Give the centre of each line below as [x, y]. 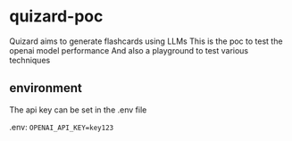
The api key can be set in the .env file [78, 110]
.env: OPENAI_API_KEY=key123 [62, 127]
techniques [30, 60]
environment [46, 88]
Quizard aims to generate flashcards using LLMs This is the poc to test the [146, 41]
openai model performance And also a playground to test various [129, 50]
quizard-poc [56, 17]
